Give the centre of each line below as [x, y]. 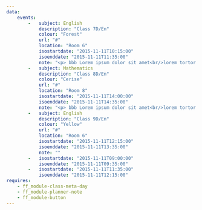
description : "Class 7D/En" [74, 29]
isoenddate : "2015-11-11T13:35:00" [83, 147]
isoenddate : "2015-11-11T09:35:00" [83, 164]
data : [13, 12]
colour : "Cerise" [60, 79]
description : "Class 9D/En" [74, 119]
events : [27, 18]
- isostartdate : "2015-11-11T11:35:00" [81, 169]
